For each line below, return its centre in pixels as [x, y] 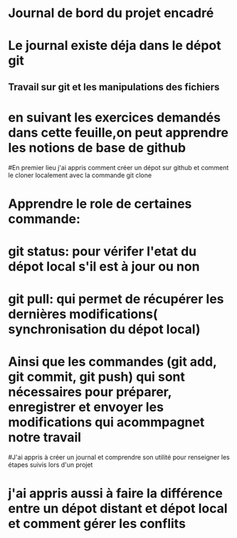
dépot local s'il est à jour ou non [104, 267]
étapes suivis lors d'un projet [51, 465]
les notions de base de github [97, 148]
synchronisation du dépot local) [104, 329]
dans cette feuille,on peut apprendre [118, 132]
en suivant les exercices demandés [115, 117]
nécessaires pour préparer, [90, 392]
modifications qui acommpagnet [106, 422]
